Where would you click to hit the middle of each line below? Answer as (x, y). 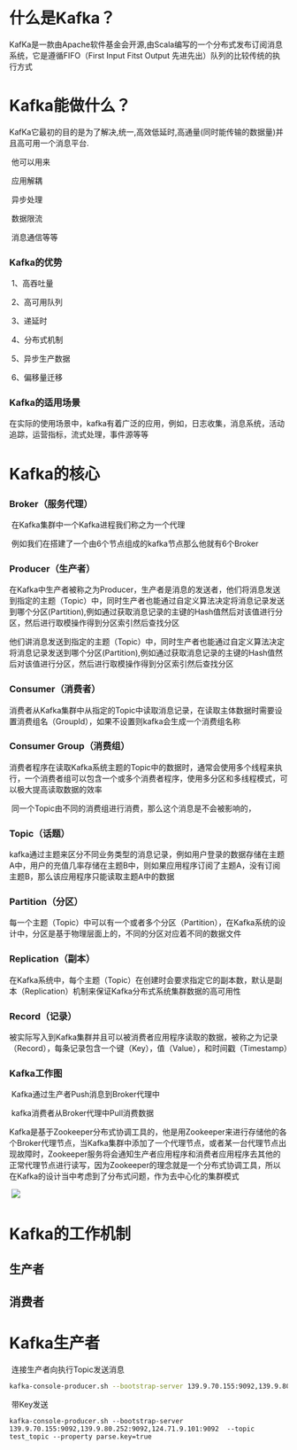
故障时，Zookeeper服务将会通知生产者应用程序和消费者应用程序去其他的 (148, 1154)
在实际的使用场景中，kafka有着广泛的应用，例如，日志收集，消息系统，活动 (147, 424)
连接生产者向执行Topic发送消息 (68, 1369)
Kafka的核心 (55, 474)
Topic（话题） (40, 833)
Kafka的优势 (36, 262)
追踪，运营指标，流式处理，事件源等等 (79, 434)
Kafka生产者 (55, 1343)
